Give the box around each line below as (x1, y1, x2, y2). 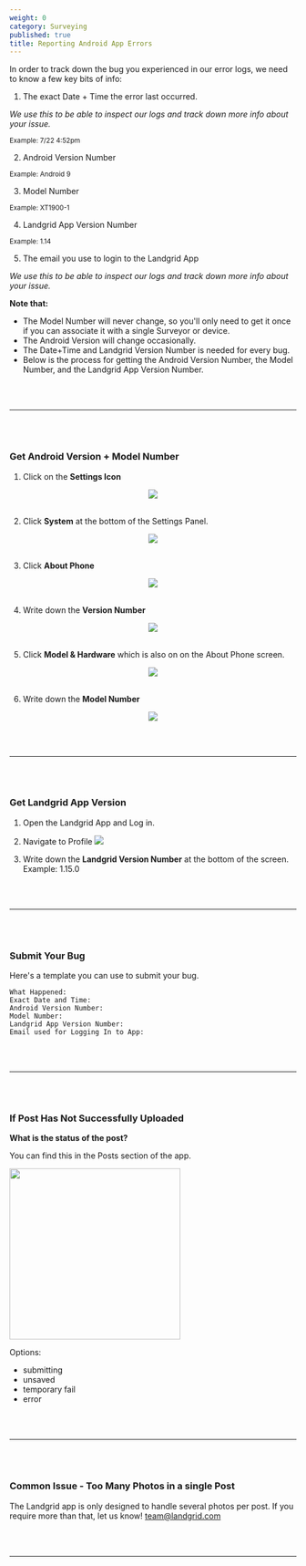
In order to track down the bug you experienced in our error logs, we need (9, 64, 289, 75)
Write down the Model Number (22, 693, 140, 704)
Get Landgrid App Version (9, 796, 127, 809)
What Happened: (9, 988, 67, 997)
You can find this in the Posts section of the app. (9, 1150, 191, 1161)
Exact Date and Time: (9, 996, 92, 1005)
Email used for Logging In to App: (9, 1028, 145, 1037)
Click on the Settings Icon (22, 471, 121, 482)
